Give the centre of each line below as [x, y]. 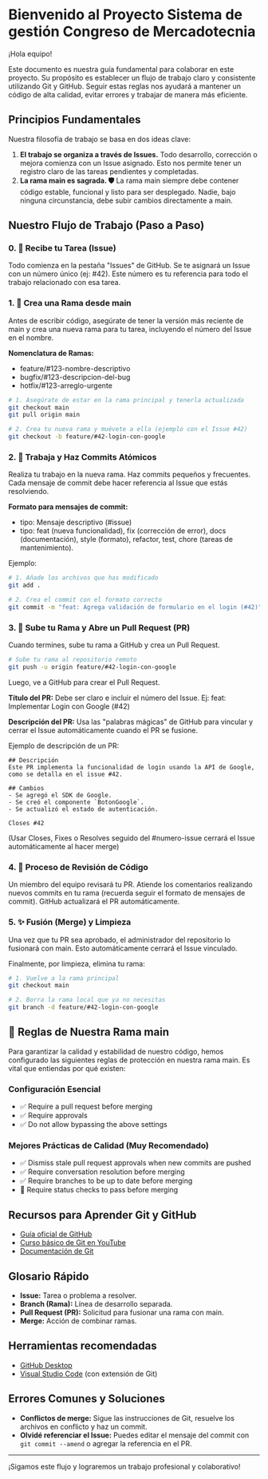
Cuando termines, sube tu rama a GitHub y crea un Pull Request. [114, 645]
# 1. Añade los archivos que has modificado [83, 578]
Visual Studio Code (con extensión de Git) [89, 1374]
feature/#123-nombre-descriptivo [75, 368]
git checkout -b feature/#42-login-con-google [87, 437]
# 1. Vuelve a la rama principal [64, 978]
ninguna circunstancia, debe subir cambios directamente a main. [126, 200]
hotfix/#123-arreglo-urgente [66, 386]
